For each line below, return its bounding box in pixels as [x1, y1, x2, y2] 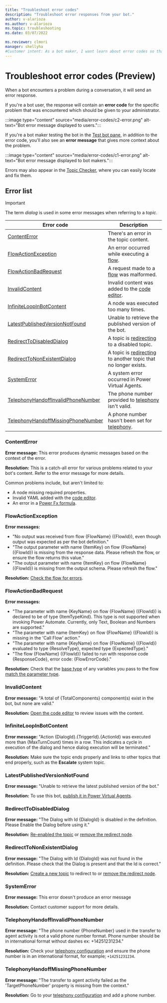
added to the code [107, 286, 151, 293]
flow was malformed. [107, 271, 157, 278]
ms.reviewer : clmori [5, 39, 48, 45]
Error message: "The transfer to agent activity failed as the [5, 977, 127, 983]
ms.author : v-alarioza [5, 21, 52, 26]
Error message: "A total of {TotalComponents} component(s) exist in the [5, 695, 154, 701]
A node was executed [107, 300, 159, 307]
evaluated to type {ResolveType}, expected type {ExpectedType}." [12, 646, 149, 652]
